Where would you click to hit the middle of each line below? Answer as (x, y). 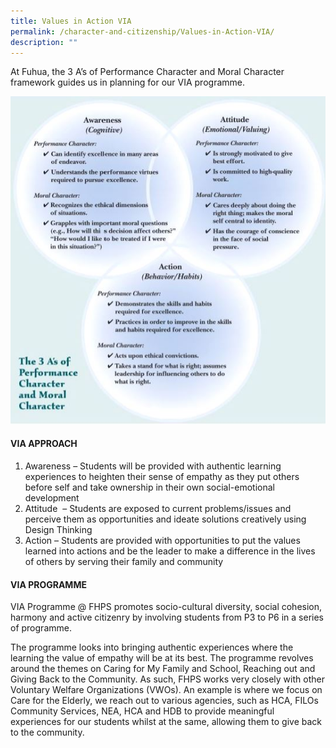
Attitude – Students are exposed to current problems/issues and (158, 509)
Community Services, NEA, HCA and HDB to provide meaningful (142, 711)
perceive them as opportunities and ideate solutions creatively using (165, 519)
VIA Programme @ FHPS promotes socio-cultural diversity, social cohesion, (166, 607)
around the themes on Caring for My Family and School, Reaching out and (163, 669)
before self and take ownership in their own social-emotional (149, 487)
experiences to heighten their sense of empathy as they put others (162, 477)
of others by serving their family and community (124, 562)
